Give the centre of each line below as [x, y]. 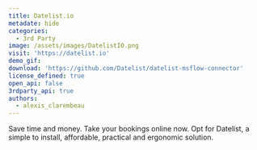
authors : [23, 98]
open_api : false [36, 83]
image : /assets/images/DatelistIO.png [74, 46]
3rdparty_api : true [41, 91]
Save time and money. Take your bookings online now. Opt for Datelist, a [129, 129]
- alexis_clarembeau [50, 106]
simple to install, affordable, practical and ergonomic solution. [111, 137]
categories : [28, 31]
